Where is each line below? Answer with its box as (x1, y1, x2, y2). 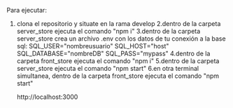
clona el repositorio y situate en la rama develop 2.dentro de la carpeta (16, 20, 221, 27)
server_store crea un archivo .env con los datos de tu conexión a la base (16, 34, 226, 43)
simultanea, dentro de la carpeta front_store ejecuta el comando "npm (16, 72, 220, 80)
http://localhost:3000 (16, 93, 78, 101)
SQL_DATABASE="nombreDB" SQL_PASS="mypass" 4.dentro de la (16, 49, 211, 58)
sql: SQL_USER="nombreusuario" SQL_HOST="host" (16, 42, 169, 50)
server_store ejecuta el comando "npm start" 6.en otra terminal (16, 65, 199, 72)
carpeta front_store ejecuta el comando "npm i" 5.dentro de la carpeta (16, 57, 220, 65)
